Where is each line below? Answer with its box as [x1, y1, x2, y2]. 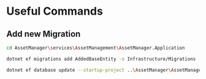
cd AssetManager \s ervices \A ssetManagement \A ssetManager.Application [6, 45, 185, 51]
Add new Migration [6, 29, 81, 39]
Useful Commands [6, 4, 103, 18]
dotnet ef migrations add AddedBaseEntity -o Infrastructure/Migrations [6, 56, 196, 62]
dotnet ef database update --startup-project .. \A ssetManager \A [6, 67, 174, 73]
